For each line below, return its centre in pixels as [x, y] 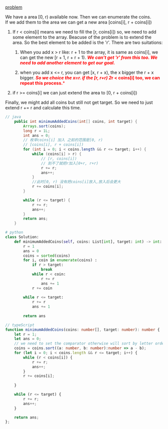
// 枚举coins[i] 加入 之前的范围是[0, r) [63, 140]
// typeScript [20, 325]
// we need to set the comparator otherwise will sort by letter [84, 344]
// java [13, 117]
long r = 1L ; [37, 131]
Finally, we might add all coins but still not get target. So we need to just [79, 102]
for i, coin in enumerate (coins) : [60, 260]
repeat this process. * [42, 83]
